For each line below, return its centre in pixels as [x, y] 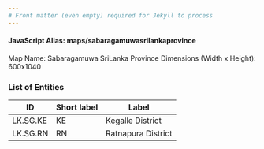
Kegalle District [133, 121]
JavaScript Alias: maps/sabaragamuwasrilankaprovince [102, 41]
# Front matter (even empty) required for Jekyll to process [111, 15]
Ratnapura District [139, 133]
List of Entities [36, 87]
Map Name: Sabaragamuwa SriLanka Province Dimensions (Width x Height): [132, 58]
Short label [77, 107]
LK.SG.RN [30, 133]
